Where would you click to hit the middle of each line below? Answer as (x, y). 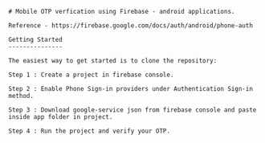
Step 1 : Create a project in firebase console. (91, 75)
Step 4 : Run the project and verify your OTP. (90, 131)
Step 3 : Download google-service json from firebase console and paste (132, 110)
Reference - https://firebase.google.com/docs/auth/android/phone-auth (130, 26)
